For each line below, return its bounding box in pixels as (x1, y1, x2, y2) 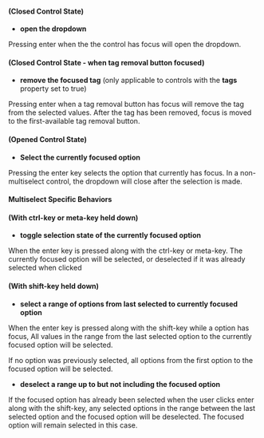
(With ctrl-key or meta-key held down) (8, 212, 139, 223)
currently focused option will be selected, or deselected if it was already (8, 255, 246, 264)
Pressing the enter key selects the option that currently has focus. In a (8, 168, 239, 177)
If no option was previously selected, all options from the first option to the (8, 355, 254, 365)
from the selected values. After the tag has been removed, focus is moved (8, 108, 252, 117)
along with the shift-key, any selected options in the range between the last (8, 403, 255, 412)
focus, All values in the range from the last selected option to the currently (8, 331, 253, 341)
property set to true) (19, 84, 87, 93)
